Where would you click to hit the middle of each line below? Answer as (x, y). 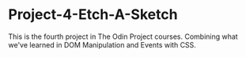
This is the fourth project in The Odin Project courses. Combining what (123, 36)
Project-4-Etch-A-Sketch (93, 15)
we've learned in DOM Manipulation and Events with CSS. (102, 44)
